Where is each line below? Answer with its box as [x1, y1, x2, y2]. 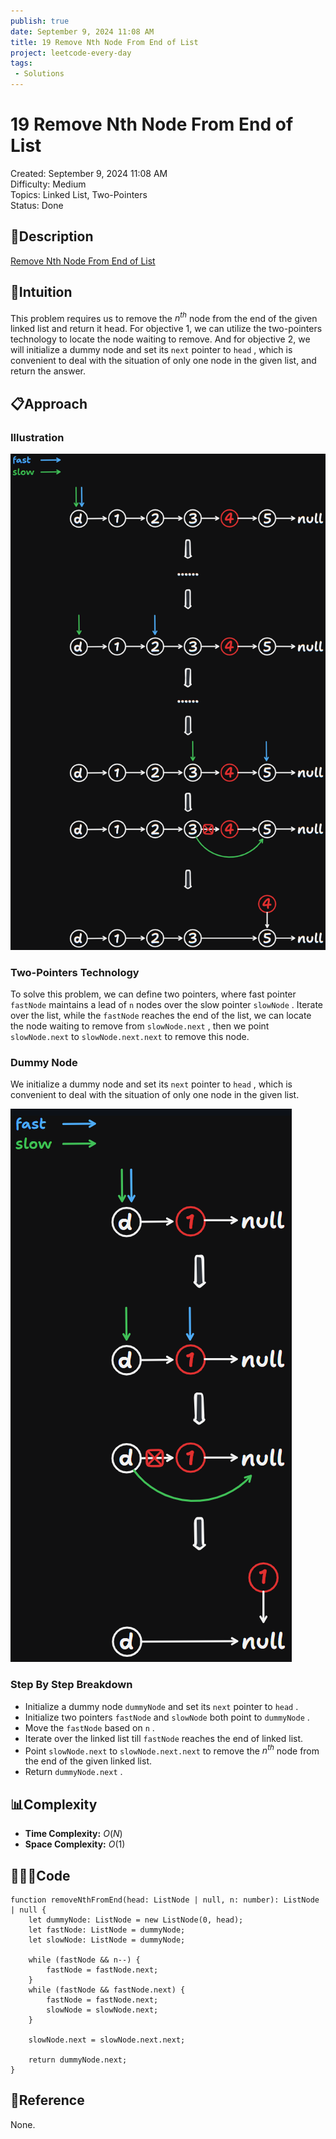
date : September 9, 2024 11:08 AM [10, 26, 155, 37]
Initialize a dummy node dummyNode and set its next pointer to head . [24, 1700, 299, 1712]
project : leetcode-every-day [10, 48, 132, 58]
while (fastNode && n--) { [28, 1955, 141, 1965]
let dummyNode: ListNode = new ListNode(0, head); [28, 1915, 244, 1925]
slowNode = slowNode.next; [46, 2005, 159, 2015]
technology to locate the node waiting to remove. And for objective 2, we [10, 333, 311, 345]
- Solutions [14, 69, 65, 79]
